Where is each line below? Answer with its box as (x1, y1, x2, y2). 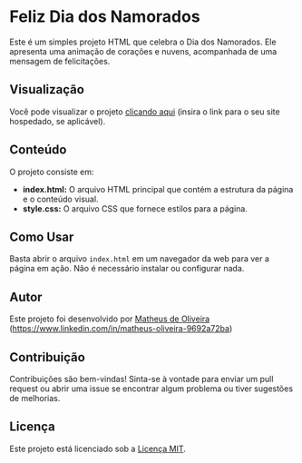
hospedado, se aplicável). (9, 115, 106, 126)
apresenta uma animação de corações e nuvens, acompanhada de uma (9, 45, 278, 56)
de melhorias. (9, 393, 61, 403)
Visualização (9, 82, 84, 97)
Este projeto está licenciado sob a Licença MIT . (9, 443, 186, 454)
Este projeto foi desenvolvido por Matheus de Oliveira (9, 313, 210, 324)
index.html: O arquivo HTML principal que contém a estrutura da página (22, 183, 294, 194)
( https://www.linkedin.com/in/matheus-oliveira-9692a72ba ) (9, 323, 233, 334)
